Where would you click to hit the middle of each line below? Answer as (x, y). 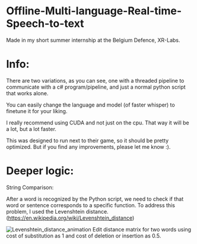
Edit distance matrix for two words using (142, 229)
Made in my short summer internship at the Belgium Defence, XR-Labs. (93, 40)
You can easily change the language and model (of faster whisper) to (90, 105)
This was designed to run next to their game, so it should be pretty (88, 140)
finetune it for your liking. (37, 111)
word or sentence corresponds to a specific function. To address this (90, 205)
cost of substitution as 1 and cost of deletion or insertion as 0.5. (84, 236)
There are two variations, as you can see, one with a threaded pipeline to (95, 80)
